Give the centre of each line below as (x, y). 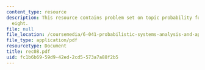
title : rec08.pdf (28, 52)
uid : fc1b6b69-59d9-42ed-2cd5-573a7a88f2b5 (63, 57)
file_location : (26, 35)
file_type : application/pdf (42, 40)
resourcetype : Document (37, 46)
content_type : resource (37, 12)
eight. (20, 23)
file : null (20, 29)
